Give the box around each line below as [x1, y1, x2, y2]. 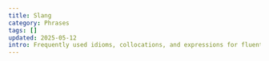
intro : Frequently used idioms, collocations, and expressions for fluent [8, 41, 263, 49]
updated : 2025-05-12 [8, 33, 78, 42]
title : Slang [8, 11, 52, 20]
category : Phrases [8, 19, 70, 27]
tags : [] [8, 26, 38, 34]
